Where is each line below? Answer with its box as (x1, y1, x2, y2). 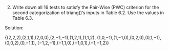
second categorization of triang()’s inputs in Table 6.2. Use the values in (12, 10, 164, 16)
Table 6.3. (12, 15, 33, 21)
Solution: (5, 25, 24, 31)
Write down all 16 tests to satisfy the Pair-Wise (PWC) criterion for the (12, 5, 159, 10)
